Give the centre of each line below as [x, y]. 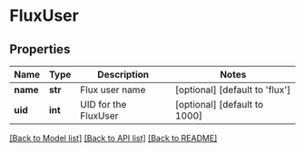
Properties [40, 49]
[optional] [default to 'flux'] [233, 90]
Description [123, 75]
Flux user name [113, 90]
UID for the [103, 104]
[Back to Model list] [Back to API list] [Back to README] [113, 138]
